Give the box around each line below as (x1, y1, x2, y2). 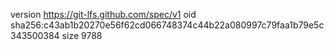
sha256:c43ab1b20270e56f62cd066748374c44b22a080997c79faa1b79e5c (10, 19, 325, 31)
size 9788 (61, 30, 103, 41)
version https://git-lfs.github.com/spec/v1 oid (10, 9, 197, 20)
